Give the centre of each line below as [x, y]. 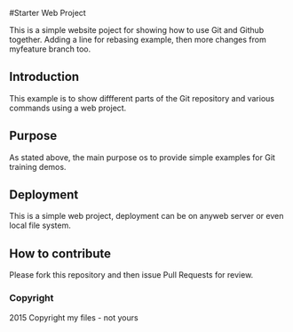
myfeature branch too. [50, 49]
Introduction [44, 77]
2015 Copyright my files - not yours [74, 317]
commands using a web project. [68, 108]
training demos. [38, 166]
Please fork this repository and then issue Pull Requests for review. [131, 275]
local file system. [40, 225]
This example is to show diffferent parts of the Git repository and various [142, 98]
